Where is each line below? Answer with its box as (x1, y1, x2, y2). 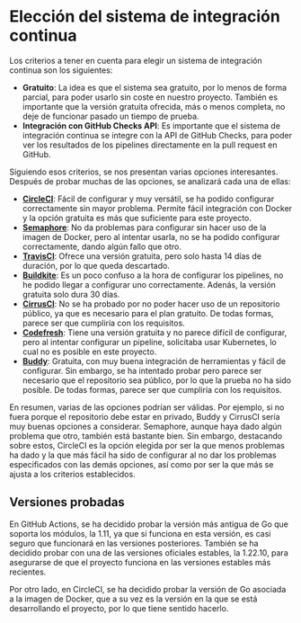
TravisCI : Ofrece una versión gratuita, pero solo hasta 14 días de (22, 250, 262, 262)
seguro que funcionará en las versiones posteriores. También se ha (9, 538, 259, 548)
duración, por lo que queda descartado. (22, 260, 171, 271)
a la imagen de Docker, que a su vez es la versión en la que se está (9, 593, 258, 604)
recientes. (9, 566, 47, 577)
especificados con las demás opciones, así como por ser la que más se (9, 458, 274, 469)
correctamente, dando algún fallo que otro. (22, 241, 181, 252)
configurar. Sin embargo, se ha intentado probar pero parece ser (22, 365, 262, 376)
